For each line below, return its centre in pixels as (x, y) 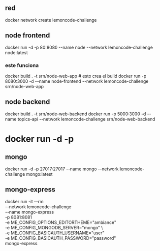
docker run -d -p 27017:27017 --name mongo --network (62, 169)
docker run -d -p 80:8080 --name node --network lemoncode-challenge (79, 47)
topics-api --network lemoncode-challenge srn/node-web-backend (86, 119)
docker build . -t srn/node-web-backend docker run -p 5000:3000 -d (76, 114)
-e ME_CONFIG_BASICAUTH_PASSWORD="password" (61, 238)
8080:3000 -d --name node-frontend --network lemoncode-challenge (77, 81)
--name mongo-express (30, 212)
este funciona (22, 65)
